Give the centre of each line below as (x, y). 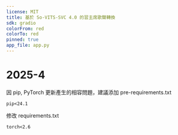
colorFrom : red (25, 28)
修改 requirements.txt (33, 115)
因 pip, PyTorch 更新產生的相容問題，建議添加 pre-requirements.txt (89, 92)
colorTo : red (22, 34)
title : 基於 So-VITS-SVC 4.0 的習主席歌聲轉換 (61, 17)
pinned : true (22, 40)
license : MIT (22, 12)
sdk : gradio (21, 23)
